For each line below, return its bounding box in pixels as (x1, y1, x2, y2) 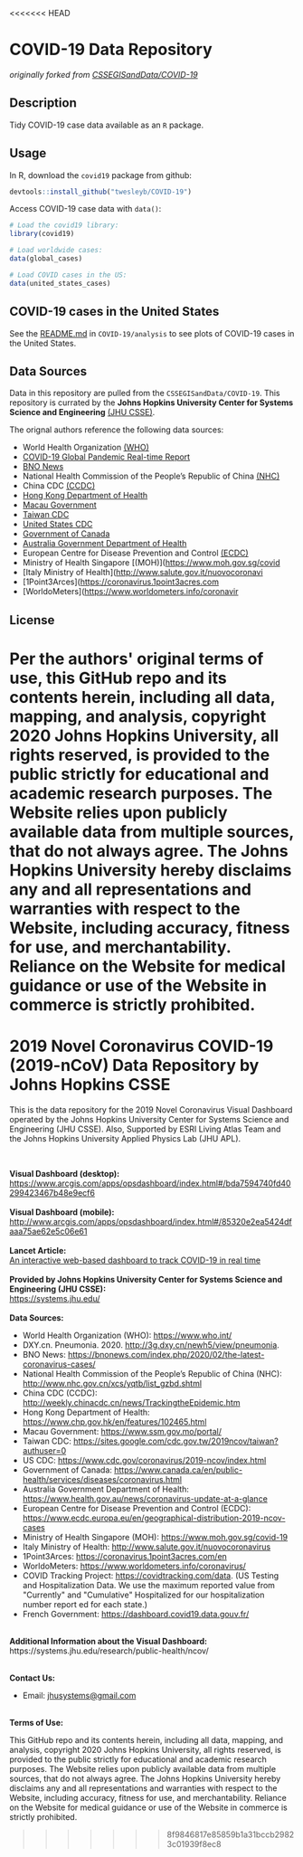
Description (9, 95, 77, 111)
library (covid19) (9, 230, 75, 239)
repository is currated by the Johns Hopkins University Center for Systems (9, 397, 294, 408)
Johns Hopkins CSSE (9, 1075, 171, 1095)
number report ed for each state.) (22, 1598, 147, 1609)
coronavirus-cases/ (22, 1359, 97, 1369)
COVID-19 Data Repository (9, 40, 213, 60)
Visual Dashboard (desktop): (9, 1168, 120, 1179)
